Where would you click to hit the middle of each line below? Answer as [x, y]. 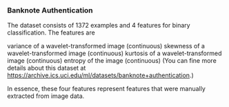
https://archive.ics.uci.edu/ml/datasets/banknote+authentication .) [101, 75]
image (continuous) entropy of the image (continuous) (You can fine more [112, 61]
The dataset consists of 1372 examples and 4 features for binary [99, 26]
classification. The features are [51, 32]
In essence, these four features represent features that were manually [106, 89]
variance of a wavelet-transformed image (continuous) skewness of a [106, 46]
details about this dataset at [47, 68]
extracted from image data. [46, 96]
